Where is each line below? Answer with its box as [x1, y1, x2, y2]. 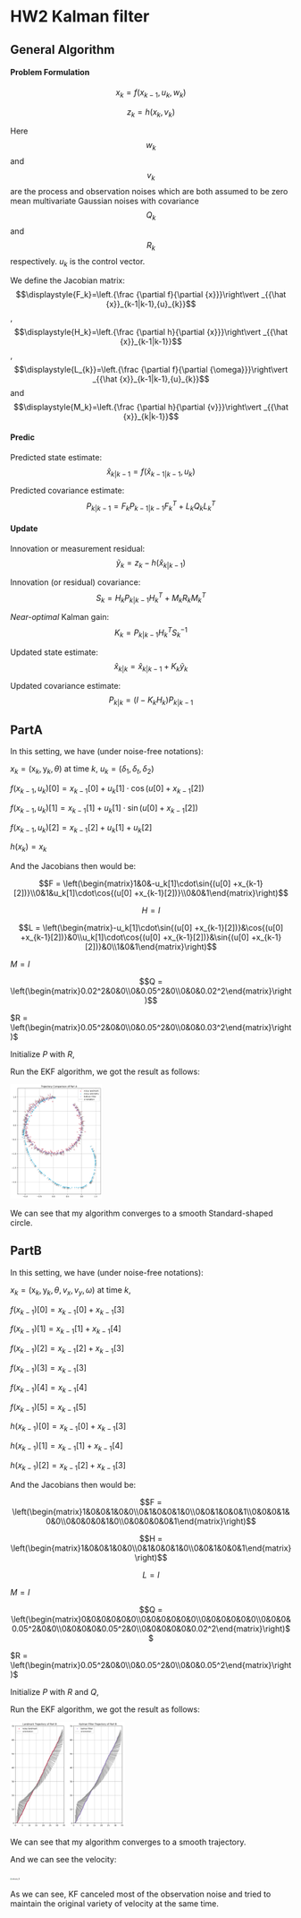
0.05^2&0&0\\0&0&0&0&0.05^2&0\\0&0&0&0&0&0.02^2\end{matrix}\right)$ [11, 1623, 291, 1634]
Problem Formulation [10, 67, 90, 78]
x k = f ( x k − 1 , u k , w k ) [115, 87, 187, 99]
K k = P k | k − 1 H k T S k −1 [113, 625, 188, 640]
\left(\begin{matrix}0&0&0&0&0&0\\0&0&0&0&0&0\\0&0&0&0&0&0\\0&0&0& [11, 1613, 291, 1624]
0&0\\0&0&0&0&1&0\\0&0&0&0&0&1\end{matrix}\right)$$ [45, 1516, 257, 1527]
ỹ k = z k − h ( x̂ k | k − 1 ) [115, 557, 187, 570]
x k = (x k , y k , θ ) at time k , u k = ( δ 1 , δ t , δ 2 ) [10, 763, 155, 776]
